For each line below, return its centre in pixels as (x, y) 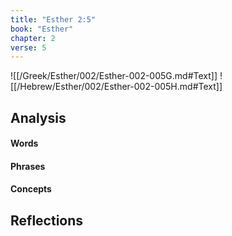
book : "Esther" (42, 29)
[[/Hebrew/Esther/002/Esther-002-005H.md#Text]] (116, 87)
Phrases (28, 166)
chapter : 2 (33, 38)
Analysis (38, 117)
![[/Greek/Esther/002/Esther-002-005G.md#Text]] (114, 76)
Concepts (31, 189)
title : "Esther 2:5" (53, 19)
